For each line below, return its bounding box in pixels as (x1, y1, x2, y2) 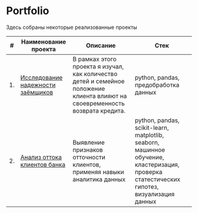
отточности (72, 153, 105, 161)
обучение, (134, 153, 164, 161)
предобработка (134, 81, 180, 89)
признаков (72, 146, 103, 154)
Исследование (20, 73, 63, 81)
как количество (72, 70, 118, 78)
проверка (134, 168, 163, 176)
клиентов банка (20, 160, 66, 169)
